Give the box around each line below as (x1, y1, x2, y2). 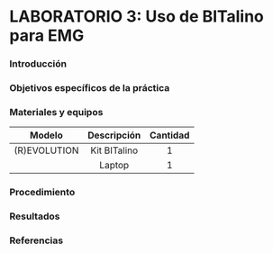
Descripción (87, 129, 141, 141)
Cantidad (150, 129, 190, 141)
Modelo (30, 129, 63, 141)
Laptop (98, 159, 130, 172)
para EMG (9, 25, 85, 46)
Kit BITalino (89, 144, 139, 157)
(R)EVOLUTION (14, 144, 79, 157)
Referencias (9, 234, 64, 247)
